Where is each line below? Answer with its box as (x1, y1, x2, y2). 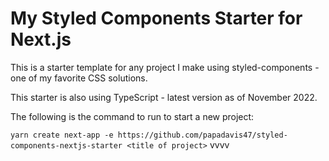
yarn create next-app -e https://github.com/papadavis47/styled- (10, 130, 288, 140)
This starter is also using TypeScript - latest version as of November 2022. (10, 91, 318, 103)
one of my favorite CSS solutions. (10, 72, 148, 84)
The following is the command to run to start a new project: (10, 110, 255, 122)
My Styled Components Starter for (10, 7, 303, 30)
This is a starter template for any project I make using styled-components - (10, 61, 320, 73)
